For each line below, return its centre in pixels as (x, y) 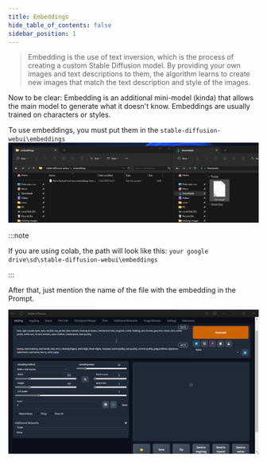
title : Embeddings (39, 17)
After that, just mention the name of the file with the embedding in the (122, 290)
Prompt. (21, 299)
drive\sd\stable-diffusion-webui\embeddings (83, 260)
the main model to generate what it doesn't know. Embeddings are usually (129, 107)
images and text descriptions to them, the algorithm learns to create (139, 74)
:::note (19, 235)
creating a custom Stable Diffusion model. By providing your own (134, 66)
